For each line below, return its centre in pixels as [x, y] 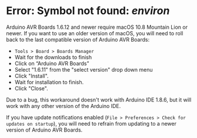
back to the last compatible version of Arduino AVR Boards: [78, 39]
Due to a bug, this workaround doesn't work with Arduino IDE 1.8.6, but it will [99, 100]
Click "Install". [31, 76]
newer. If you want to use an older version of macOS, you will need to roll [95, 33]
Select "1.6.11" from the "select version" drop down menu [84, 69]
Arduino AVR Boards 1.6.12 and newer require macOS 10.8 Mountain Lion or [97, 27]
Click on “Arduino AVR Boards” [52, 63]
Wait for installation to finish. [49, 82]
